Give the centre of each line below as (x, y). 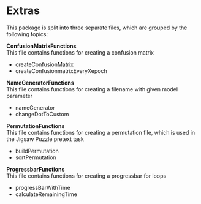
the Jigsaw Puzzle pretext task (45, 139)
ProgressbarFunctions (36, 169)
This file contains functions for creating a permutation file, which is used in (101, 132)
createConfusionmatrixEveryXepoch (61, 70)
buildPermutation (37, 151)
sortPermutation (36, 157)
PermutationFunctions (36, 126)
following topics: (27, 34)
